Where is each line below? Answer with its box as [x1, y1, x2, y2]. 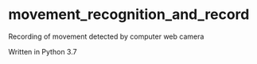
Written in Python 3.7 [8, 47, 77, 56]
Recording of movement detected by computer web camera [8, 32, 204, 41]
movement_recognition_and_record [8, 6, 250, 24]
